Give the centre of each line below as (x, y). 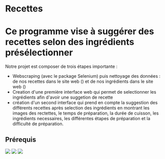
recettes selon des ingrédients (70, 42)
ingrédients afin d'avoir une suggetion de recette (63, 97)
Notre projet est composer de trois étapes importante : (61, 67)
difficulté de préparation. (38, 124)
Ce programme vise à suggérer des (79, 32)
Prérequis (21, 139)
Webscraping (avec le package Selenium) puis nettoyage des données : (86, 76)
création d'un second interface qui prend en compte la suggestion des (85, 103)
